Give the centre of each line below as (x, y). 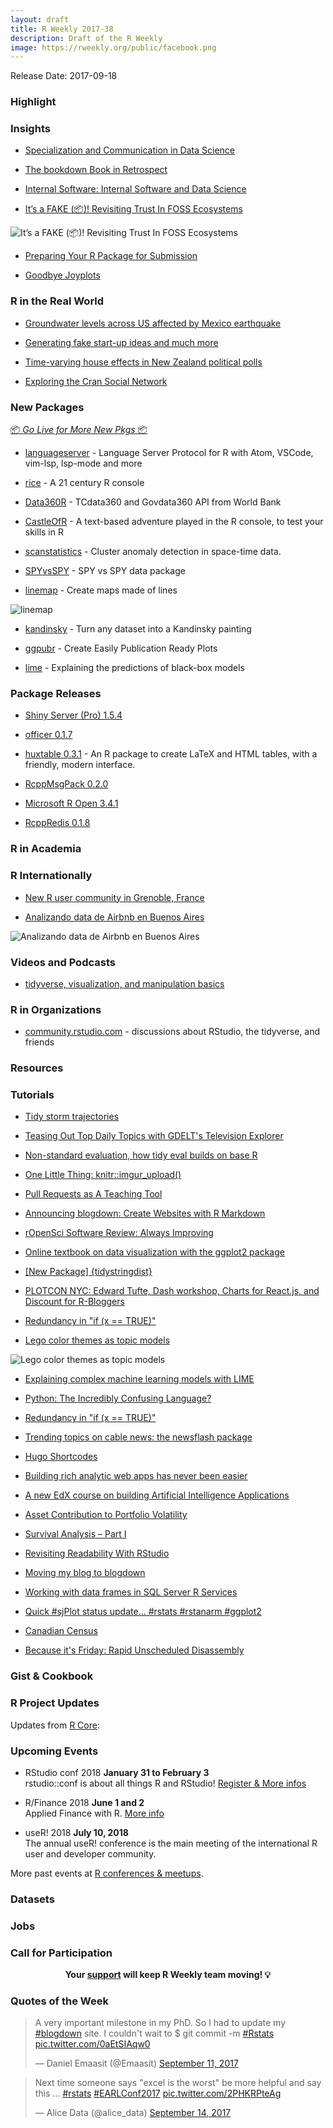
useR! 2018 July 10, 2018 (76, 1832)
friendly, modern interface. (80, 765)
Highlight (33, 102)
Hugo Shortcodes (61, 1457)
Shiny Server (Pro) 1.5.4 (73, 715)
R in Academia (46, 849)
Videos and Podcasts (63, 962)
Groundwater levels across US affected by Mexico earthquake (153, 323)
